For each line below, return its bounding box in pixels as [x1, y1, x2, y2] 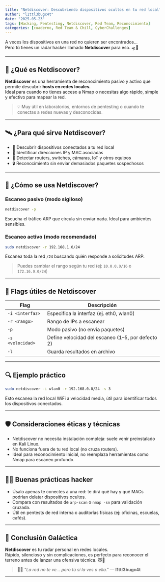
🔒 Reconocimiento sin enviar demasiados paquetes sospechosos [12, 160, 144, 166]
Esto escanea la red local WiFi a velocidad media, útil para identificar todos [5, 395, 157, 401]
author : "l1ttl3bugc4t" [5, 12, 54, 17]
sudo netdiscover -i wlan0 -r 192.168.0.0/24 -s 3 [5, 386, 111, 392]
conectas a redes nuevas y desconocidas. [17, 109, 103, 115]
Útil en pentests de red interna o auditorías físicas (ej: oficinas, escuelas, [12, 510, 160, 515]
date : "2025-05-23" [5, 16, 45, 21]
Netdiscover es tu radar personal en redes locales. [5, 547, 109, 552]
